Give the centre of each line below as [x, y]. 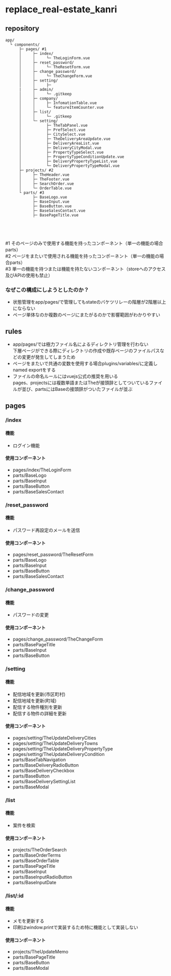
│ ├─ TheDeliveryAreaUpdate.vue [65, 139]
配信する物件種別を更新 [37, 707]
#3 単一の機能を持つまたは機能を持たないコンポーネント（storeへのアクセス [86, 269]
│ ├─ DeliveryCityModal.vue [60, 148]
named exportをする [34, 370]
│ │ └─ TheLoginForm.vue [54, 58]
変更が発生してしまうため [48, 357]
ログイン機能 [26, 445]
